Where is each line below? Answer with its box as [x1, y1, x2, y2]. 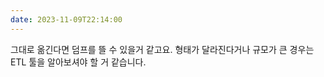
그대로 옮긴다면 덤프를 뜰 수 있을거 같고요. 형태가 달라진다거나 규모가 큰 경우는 [10, 43, 315, 55]
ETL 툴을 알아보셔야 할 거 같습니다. [10, 56, 147, 68]
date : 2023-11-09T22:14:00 [10, 14, 123, 25]
